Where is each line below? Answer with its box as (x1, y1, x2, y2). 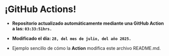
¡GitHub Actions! (5, 4, 76, 15)
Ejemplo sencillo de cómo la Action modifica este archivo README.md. (12, 45, 161, 51)
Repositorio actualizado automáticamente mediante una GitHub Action (12, 20, 164, 26)
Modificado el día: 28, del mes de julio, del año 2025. (12, 35, 132, 41)
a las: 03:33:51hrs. (12, 25, 52, 31)
